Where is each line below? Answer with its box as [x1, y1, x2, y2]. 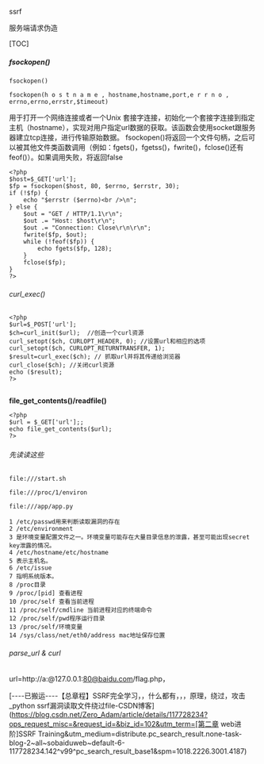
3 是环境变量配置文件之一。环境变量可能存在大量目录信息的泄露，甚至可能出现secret [9, 533, 251, 542]
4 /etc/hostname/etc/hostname [9, 549, 109, 557]
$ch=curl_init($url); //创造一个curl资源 [9, 329, 144, 337]
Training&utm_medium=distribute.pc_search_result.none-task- [37, 729, 243, 739]
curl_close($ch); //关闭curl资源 [9, 361, 115, 370]
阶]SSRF [9, 729, 36, 739]
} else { [9, 202, 38, 211]
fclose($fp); [23, 258, 67, 267]
